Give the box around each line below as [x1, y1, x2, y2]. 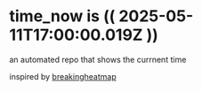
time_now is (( [9, 6, 116, 27]
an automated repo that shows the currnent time [9, 54, 187, 64]
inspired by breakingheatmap [9, 71, 117, 81]
